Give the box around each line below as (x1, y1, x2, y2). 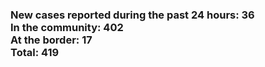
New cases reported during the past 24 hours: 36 (10, 8, 255, 22)
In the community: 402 (10, 20, 124, 34)
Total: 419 (10, 45, 60, 59)
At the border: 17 (10, 33, 93, 47)
